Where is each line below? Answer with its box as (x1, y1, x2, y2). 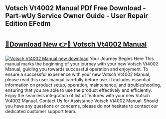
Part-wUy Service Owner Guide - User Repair (5, 12, 149, 20)
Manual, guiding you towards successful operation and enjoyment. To (5, 66, 149, 72)
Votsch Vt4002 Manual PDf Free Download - (5, 4, 146, 12)
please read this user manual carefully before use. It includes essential (5, 77, 151, 82)
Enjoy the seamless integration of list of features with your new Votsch (5, 93, 150, 98)
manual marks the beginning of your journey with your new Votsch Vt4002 (5, 61, 159, 66)
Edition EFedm (5, 19, 51, 28)
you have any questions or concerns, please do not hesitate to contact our (5, 103, 158, 109)
